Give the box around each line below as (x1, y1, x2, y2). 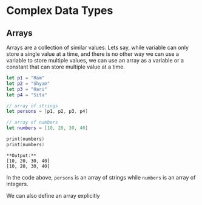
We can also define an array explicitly (6, 192, 100, 199)
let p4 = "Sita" (6, 92, 47, 98)
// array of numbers (6, 119, 59, 126)
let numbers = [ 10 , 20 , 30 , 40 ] (6, 125, 88, 131)
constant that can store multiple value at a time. (6, 63, 126, 70)
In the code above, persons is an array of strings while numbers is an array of (6, 173, 196, 181)
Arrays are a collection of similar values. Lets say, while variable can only (6, 44, 189, 51)
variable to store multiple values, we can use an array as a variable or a (6, 57, 184, 64)
